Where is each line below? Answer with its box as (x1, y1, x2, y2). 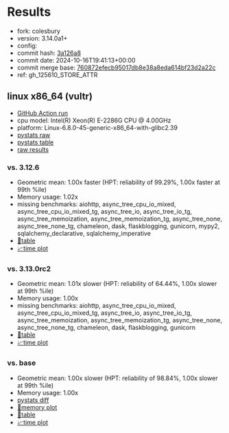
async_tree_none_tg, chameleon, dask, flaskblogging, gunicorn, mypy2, (16, 222, 220, 230)
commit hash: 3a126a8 (16, 49, 81, 57)
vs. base (7, 358, 36, 368)
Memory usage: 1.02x (16, 193, 79, 201)
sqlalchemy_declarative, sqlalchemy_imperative (16, 230, 151, 238)
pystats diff (16, 396, 49, 404)
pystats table (16, 138, 54, 146)
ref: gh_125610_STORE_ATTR (16, 70, 98, 79)
